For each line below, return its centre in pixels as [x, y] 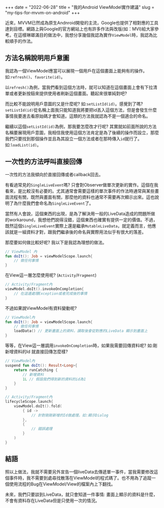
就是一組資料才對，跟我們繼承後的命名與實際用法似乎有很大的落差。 [78, 232]
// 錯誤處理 [42, 429]
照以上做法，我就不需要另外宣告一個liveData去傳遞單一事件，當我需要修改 [80, 472]
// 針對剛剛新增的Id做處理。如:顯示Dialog [70, 415]
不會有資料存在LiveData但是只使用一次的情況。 [52, 500]
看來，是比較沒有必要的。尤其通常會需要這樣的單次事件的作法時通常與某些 [80, 191]
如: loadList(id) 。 [23, 145]
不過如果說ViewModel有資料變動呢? [41, 308]
